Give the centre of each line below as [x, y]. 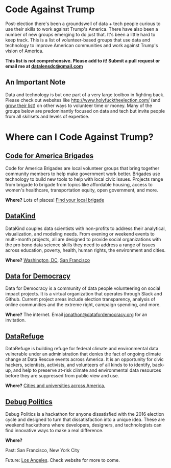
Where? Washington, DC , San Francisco [48, 260]
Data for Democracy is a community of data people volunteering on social [83, 288]
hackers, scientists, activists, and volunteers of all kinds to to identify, [78, 365]
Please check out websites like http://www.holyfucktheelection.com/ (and [83, 100]
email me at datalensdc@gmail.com [44, 66]
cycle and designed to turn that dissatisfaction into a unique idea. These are [85, 419]
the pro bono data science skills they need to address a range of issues [80, 245]
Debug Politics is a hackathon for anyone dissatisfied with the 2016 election [85, 414]
